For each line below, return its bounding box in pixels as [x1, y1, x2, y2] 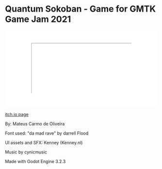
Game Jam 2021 [5, 14, 71, 25]
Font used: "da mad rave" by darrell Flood [5, 130, 89, 136]
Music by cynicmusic [5, 149, 48, 155]
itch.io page [5, 111, 29, 117]
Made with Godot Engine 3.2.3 [5, 158, 66, 164]
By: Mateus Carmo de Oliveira [5, 120, 65, 127]
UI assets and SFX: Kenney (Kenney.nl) [5, 139, 83, 145]
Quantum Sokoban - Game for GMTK [5, 3, 156, 15]
